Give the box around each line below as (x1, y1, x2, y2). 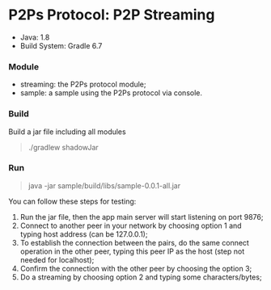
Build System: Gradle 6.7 (19, 40, 103, 50)
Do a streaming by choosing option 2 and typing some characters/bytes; (19, 272, 262, 282)
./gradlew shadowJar (28, 142, 99, 152)
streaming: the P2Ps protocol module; (19, 79, 147, 90)
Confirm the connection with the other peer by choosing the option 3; (19, 263, 252, 273)
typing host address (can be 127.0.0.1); (19, 229, 148, 239)
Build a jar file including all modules (8, 127, 127, 137)
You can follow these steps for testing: (8, 196, 137, 206)
